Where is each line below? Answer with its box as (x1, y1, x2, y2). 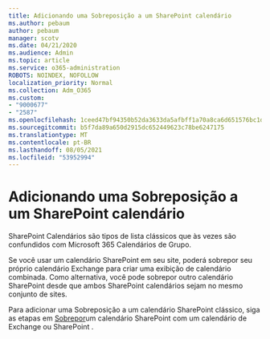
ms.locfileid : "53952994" (8, 153, 95, 161)
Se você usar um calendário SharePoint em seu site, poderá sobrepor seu (8, 256, 253, 265)
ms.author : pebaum (8, 19, 70, 27)
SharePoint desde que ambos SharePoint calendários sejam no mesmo (8, 281, 243, 291)
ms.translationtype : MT (8, 131, 88, 139)
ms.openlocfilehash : (8, 116, 78, 124)
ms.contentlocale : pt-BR (8, 138, 92, 147)
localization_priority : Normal (8, 79, 113, 87)
